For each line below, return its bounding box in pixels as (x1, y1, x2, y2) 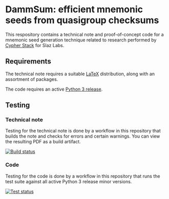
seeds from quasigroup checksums (5, 14, 159, 26)
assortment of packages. (5, 76, 58, 82)
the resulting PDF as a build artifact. (5, 139, 81, 145)
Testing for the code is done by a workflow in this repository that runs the (5, 173, 160, 179)
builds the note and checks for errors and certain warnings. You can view (5, 133, 160, 139)
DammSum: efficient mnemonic (5, 4, 143, 15)
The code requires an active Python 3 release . (5, 86, 103, 92)
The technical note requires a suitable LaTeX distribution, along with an (5, 71, 155, 77)
